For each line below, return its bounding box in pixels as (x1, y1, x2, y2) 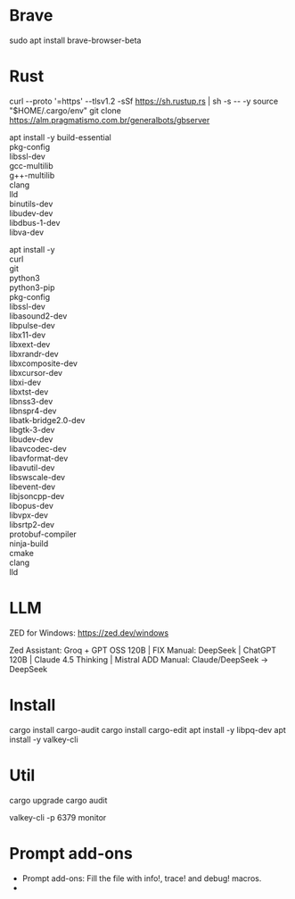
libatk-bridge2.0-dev (9, 414, 86, 425)
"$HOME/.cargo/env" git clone (9, 104, 122, 116)
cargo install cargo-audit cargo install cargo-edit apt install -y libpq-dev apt (9, 724, 287, 735)
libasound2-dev (9, 310, 68, 321)
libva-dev (9, 227, 45, 237)
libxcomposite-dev (9, 358, 78, 369)
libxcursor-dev (9, 367, 63, 378)
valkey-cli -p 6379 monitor (9, 812, 107, 822)
